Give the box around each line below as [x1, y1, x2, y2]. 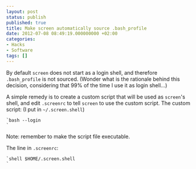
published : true [6, 20, 46, 25]
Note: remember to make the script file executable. [6, 133, 130, 140]
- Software [6, 47, 33, 53]
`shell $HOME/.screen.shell [6, 155, 76, 162]
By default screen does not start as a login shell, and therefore [6, 69, 158, 76]
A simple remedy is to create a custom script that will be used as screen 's [6, 93, 185, 100]
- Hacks [6, 42, 25, 48]
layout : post [6, 8, 38, 15]
